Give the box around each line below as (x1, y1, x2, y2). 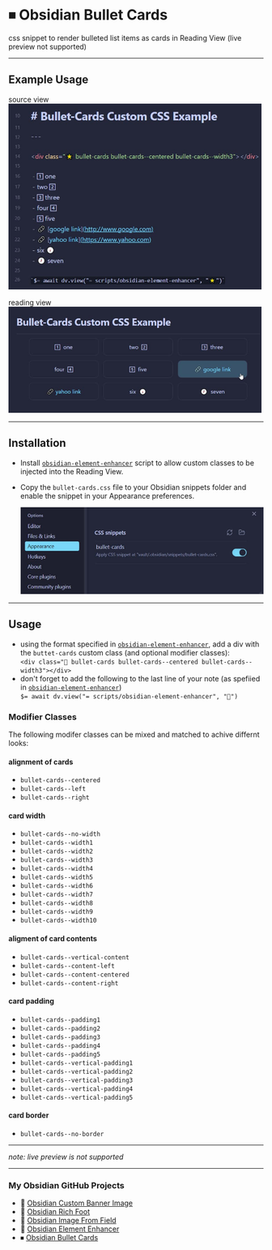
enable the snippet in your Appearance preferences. (19, 491, 195, 500)
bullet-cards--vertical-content (19, 953, 130, 962)
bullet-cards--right (19, 794, 90, 802)
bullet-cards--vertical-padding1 (19, 1058, 134, 1067)
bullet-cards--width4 (19, 865, 93, 873)
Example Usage (8, 73, 89, 87)
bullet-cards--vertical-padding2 (19, 1067, 134, 1075)
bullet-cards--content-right (19, 979, 119, 988)
